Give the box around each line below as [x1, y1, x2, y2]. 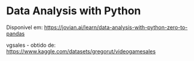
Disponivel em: [6, 24, 43, 31]
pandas [6, 30, 25, 37]
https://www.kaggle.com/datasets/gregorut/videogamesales [6, 47, 156, 54]
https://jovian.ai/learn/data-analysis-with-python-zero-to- [44, 24, 188, 31]
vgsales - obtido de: [6, 41, 56, 49]
